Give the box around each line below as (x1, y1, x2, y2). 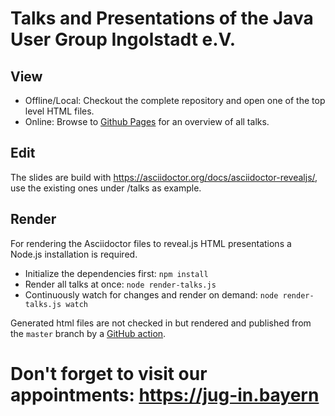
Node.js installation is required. (10, 248, 138, 260)
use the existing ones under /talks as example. (10, 182, 202, 194)
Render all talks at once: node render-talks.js (24, 278, 217, 290)
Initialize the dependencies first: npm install (24, 267, 209, 279)
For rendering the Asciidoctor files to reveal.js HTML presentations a (10, 237, 292, 249)
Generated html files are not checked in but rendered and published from (10, 317, 312, 329)
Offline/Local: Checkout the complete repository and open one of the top (24, 95, 326, 106)
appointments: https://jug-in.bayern (10, 383, 320, 406)
